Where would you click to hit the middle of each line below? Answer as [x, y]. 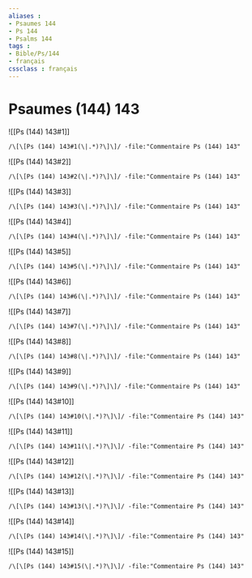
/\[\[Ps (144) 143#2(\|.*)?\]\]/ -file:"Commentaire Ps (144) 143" [125, 176]
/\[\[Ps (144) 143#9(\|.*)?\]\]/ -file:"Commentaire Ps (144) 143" [125, 386]
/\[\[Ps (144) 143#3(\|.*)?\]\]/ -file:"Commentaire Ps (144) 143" [125, 206]
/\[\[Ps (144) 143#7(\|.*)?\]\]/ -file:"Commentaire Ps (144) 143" [125, 326]
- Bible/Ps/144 [34, 54]
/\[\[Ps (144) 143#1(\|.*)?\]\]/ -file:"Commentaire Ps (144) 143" [125, 146]
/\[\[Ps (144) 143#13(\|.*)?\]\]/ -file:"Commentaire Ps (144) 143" [126, 506]
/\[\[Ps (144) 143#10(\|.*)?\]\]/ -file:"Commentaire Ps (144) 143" [126, 416]
